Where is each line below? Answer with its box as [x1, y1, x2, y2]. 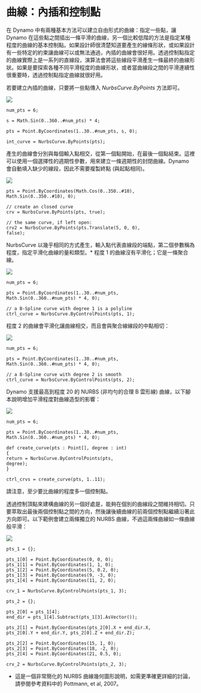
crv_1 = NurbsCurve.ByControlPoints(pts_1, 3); [6, 588, 127, 594]
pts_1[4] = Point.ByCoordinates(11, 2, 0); [6, 577, 117, 583]
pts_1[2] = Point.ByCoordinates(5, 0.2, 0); [6, 567, 119, 573]
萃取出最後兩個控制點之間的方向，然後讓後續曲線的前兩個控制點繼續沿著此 [11, 507, 195, 515]
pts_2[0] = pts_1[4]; [6, 609, 60, 615]
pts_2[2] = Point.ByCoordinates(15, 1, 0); [6, 640, 117, 646]
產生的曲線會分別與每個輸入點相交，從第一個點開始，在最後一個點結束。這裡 [6, 150, 195, 157]
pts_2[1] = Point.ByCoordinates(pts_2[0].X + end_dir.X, [6, 624, 151, 631]
